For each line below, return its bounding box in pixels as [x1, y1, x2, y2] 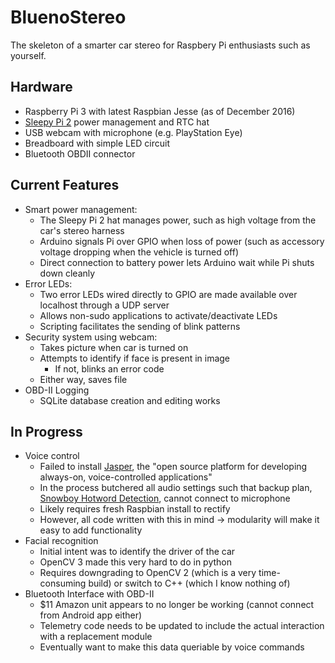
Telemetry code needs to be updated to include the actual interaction [39, 620, 325, 632]
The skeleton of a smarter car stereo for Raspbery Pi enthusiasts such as [10, 39, 311, 51]
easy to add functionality [39, 524, 143, 536]
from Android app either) [39, 609, 143, 621]
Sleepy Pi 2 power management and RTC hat [24, 116, 210, 128]
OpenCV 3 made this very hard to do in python [39, 556, 233, 568]
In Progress [10, 423, 83, 440]
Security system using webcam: [24, 331, 158, 343]
